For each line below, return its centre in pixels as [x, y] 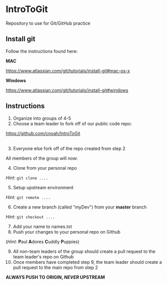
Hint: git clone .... [27, 178]
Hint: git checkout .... [30, 217]
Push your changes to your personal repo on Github [67, 232]
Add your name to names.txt [43, 226]
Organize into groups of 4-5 [42, 118]
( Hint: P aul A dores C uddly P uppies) [43, 241]
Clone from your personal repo [45, 168]
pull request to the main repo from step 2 [55, 267]
